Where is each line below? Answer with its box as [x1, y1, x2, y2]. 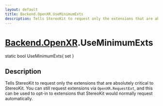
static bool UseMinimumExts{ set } [5, 53, 74, 59]
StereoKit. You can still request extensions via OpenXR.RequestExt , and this [5, 86, 153, 91]
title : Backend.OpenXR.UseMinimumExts [5, 12, 83, 17]
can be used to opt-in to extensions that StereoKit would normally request [5, 90, 153, 96]
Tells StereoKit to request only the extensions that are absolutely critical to [5, 80, 154, 86]
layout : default [5, 7, 38, 12]
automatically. [5, 96, 33, 102]
